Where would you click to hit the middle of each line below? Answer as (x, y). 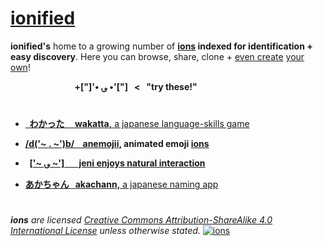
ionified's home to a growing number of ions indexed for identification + (161, 46)
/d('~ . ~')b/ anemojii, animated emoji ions (117, 144)
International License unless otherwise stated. (105, 231)
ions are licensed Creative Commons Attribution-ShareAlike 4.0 (141, 220)
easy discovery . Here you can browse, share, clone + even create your (157, 56)
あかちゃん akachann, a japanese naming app (121, 184)
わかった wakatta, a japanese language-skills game (139, 124)
